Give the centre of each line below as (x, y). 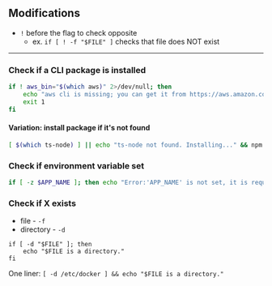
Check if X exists (42, 203)
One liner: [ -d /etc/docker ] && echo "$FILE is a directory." (116, 274)
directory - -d (42, 229)
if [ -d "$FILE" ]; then (50, 245)
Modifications (45, 13)
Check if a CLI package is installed (77, 70)
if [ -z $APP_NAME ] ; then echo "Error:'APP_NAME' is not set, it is (128, 182)
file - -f (33, 221)
